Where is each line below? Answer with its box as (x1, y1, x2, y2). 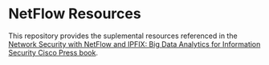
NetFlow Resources (8, 5, 142, 23)
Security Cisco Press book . (8, 48, 99, 57)
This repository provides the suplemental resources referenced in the (8, 31, 238, 40)
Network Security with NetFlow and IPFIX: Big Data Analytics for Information (8, 39, 261, 48)
